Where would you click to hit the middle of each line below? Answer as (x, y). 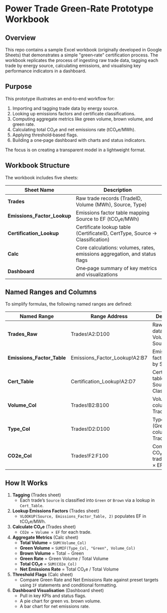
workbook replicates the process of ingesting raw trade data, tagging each (82, 60)
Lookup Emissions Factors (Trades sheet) (56, 511)
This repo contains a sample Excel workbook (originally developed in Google (83, 50)
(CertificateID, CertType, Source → (117, 233)
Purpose (19, 87)
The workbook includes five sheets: (42, 177)
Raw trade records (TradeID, (109, 198)
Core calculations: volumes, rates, (115, 248)
